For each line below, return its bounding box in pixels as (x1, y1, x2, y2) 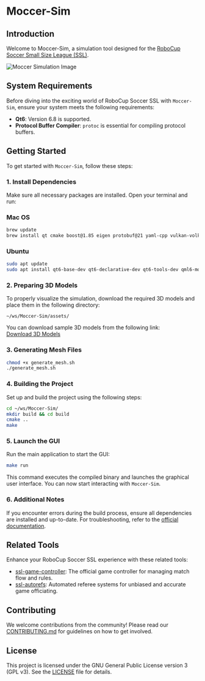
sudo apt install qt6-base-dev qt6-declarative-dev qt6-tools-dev (6, 267, 179, 273)
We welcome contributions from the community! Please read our (6, 621, 169, 628)
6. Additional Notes (6, 495, 65, 504)
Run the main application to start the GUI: (6, 451, 110, 458)
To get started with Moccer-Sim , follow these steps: (6, 162, 133, 169)
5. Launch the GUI (6, 437, 60, 445)
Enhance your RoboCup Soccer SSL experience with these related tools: (6, 556, 188, 563)
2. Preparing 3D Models (6, 281, 78, 290)
